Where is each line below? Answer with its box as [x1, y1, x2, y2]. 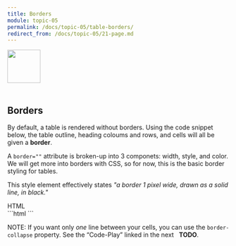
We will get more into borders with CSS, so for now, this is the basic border [7, 160, 225, 168]
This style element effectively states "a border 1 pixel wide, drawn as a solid [7, 181, 229, 189]
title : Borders [7, 10, 52, 18]
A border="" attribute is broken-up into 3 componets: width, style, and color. [7, 152, 229, 160]
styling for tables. [7, 167, 58, 175]
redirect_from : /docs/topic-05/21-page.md [7, 30, 134, 37]
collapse [7, 232, 33, 239]
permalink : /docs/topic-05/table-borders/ [7, 23, 134, 30]
